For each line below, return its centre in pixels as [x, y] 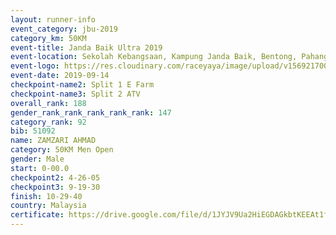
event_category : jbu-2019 [64, 29]
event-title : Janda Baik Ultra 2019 [86, 47]
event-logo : [35, 66]
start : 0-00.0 [40, 168]
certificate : [37, 215]
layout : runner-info [53, 19]
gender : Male [37, 159]
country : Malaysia [48, 206]
